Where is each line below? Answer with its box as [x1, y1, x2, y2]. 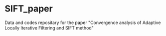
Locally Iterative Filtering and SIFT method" [4, 24, 94, 30]
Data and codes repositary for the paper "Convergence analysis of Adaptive [4, 19, 161, 25]
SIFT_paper [4, 3, 53, 14]
